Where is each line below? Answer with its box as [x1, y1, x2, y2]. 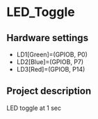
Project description [6, 85, 92, 97]
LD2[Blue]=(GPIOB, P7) [16, 58, 84, 66]
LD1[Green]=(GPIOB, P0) [16, 50, 88, 58]
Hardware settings [6, 32, 88, 44]
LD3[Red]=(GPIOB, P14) [16, 65, 85, 73]
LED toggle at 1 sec [6, 104, 62, 112]
